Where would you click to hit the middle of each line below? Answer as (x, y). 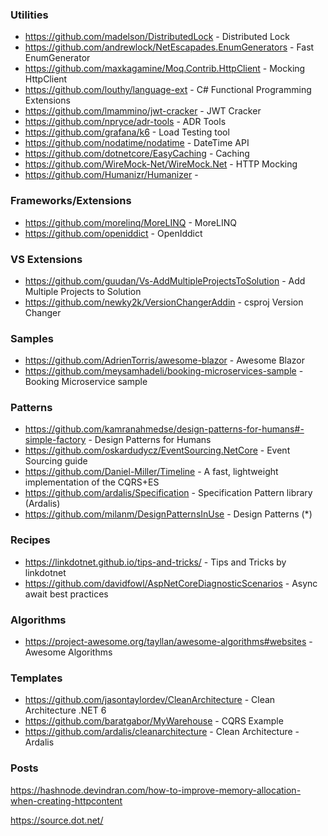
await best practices (66, 594)
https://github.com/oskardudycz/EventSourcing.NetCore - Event (157, 450)
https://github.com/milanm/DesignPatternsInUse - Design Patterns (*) (168, 514)
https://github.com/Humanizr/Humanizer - (111, 175)
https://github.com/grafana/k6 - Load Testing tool (127, 132)
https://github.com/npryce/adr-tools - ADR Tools (125, 122)
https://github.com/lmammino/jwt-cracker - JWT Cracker (143, 111)
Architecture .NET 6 (65, 710)
